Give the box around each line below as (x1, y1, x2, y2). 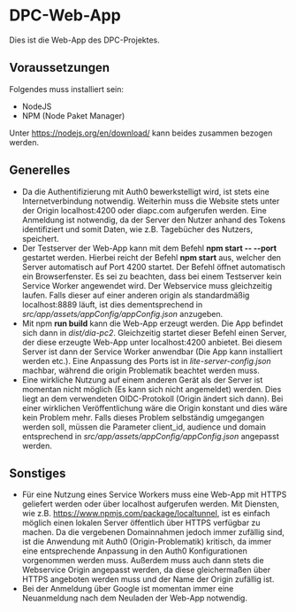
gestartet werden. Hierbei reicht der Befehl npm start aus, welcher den (21, 252, 281, 262)
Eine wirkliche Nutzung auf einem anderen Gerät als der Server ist (21, 374, 263, 385)
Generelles (9, 163, 71, 178)
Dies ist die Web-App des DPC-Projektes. (9, 35, 161, 45)
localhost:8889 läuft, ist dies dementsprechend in (21, 298, 203, 310)
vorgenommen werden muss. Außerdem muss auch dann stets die (21, 555, 264, 566)
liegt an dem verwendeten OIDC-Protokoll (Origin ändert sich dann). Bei (21, 393, 284, 404)
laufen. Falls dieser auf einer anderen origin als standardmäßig (21, 290, 250, 300)
